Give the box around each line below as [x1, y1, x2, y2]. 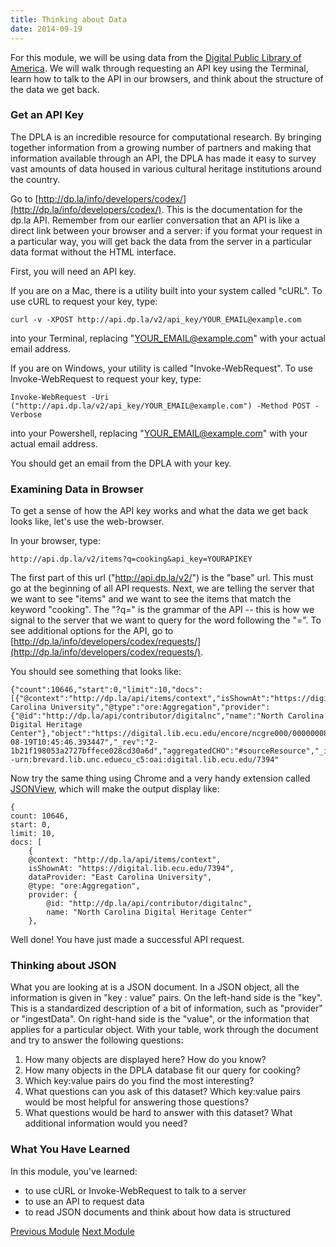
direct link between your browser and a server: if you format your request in [10, 224, 323, 236]
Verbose [10, 409, 43, 420]
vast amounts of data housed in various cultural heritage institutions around [10, 162, 322, 175]
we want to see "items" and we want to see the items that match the [10, 593, 292, 605]
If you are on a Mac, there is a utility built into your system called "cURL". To [10, 284, 323, 296]
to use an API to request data [24, 1195, 145, 1207]
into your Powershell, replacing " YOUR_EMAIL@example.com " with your [10, 427, 308, 439]
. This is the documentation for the [161, 203, 303, 215]
